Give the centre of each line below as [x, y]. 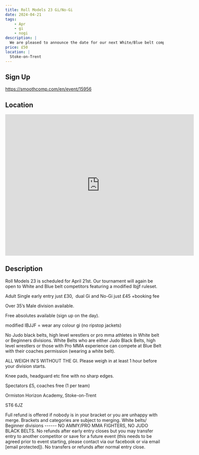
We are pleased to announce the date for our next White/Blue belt [82, 43]
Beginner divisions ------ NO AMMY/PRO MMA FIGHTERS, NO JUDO [77, 425]
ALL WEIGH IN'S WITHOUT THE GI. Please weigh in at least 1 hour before [81, 360]
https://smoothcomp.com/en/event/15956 [48, 89]
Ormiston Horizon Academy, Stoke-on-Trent [51, 395]
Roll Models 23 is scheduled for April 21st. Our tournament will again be [79, 281]
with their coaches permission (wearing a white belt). [60, 351]
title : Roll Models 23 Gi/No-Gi [39, 10]
